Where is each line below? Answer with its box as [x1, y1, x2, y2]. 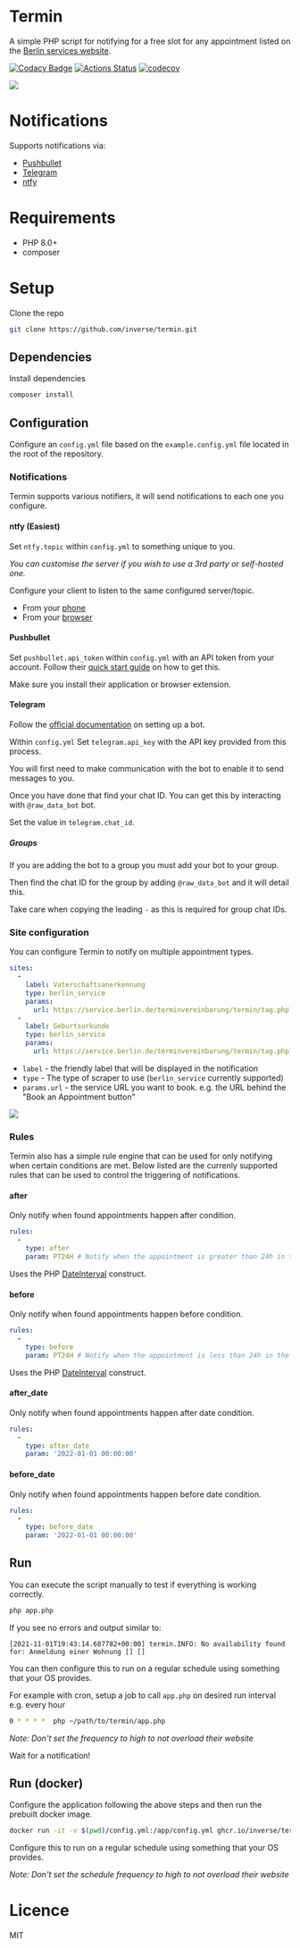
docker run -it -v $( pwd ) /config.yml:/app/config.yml [9, 1827, 214, 1835]
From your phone [21, 602, 87, 613]
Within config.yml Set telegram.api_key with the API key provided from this [9, 737, 287, 748]
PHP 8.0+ [21, 237, 58, 247]
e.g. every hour [9, 1699, 65, 1710]
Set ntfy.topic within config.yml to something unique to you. [9, 540, 236, 551]
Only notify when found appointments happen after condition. [9, 1210, 237, 1221]
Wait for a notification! [9, 1750, 91, 1760]
